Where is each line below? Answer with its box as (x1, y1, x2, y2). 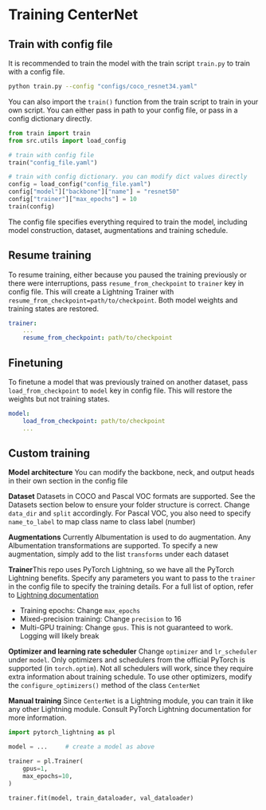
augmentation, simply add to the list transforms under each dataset (8, 549, 229, 559)
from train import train (8, 129, 91, 137)
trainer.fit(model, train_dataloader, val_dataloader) (8, 794, 194, 802)
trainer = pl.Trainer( (8, 757, 84, 765)
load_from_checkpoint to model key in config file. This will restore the (8, 385, 233, 395)
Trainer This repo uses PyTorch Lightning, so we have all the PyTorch (8, 565, 235, 575)
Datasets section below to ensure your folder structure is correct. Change (8, 500, 250, 510)
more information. (8, 713, 67, 723)
